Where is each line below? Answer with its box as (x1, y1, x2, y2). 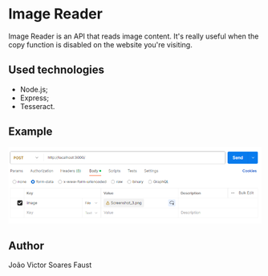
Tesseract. (19, 101, 55, 111)
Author (8, 238, 44, 253)
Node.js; (19, 84, 48, 94)
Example (8, 125, 53, 139)
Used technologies (8, 63, 105, 77)
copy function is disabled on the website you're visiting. (8, 39, 193, 49)
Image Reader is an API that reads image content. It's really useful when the (8, 31, 259, 41)
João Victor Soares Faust (8, 260, 92, 270)
